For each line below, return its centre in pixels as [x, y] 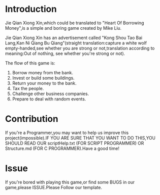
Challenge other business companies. [50, 94]
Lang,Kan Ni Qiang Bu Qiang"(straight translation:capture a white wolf [76, 43]
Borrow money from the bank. [43, 72]
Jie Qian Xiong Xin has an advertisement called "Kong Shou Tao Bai [74, 38]
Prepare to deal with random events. [49, 99]
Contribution [32, 119]
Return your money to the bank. [44, 83]
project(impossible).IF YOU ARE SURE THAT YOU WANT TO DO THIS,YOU [80, 138]
